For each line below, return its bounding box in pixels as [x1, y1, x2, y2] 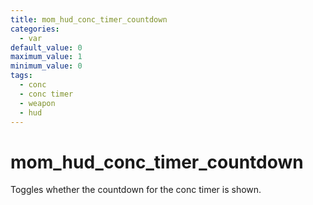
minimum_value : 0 [10, 61, 83, 71]
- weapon [19, 98, 56, 108]
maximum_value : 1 [10, 52, 83, 62]
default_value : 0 [10, 42, 83, 53]
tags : [10, 71, 33, 81]
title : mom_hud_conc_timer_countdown [10, 14, 168, 25]
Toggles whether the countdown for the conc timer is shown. [10, 184, 262, 196]
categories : [10, 24, 60, 34]
